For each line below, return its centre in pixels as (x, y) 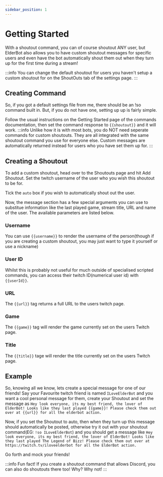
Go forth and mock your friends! (37, 454)
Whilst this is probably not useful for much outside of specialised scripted (79, 270)
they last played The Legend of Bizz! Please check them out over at (78, 441)
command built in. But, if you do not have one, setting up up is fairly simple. (81, 110)
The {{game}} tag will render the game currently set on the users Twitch (77, 327)
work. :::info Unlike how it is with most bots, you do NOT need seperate (77, 130)
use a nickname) (22, 247)
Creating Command (35, 93)
